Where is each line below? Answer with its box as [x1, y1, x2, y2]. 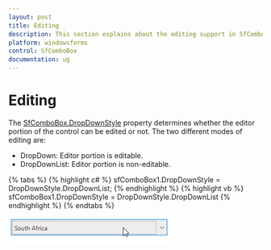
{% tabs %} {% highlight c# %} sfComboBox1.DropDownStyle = [8, 174, 221, 185]
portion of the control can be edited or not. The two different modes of [8, 126, 243, 136]
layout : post [8, 13, 52, 21]
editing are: [8, 135, 46, 144]
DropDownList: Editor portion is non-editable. [19, 159, 171, 169]
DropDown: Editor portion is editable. [19, 150, 144, 160]
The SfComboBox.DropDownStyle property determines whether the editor [8, 118, 256, 127]
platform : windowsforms [8, 39, 89, 47]
